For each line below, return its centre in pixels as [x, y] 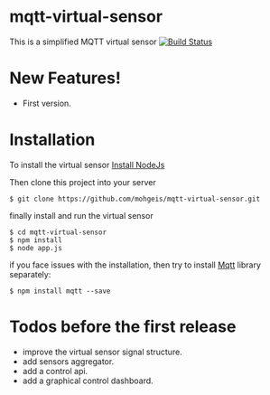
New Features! [65, 78]
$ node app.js [36, 248]
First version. [47, 103]
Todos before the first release [123, 326]
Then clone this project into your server [83, 182]
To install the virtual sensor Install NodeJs [87, 165]
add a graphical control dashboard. [88, 381]
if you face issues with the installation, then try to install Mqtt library [135, 265]
